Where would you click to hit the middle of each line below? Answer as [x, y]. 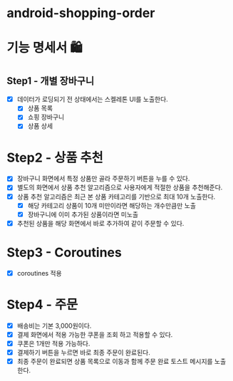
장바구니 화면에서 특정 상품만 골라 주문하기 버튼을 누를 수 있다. [103, 179]
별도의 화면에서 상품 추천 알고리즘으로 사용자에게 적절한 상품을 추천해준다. [120, 187]
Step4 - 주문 [42, 304]
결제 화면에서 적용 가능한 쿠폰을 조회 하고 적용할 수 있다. [95, 334]
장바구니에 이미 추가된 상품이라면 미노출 [83, 214]
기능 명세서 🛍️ [45, 48]
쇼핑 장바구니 [46, 117]
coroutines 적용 [39, 273]
